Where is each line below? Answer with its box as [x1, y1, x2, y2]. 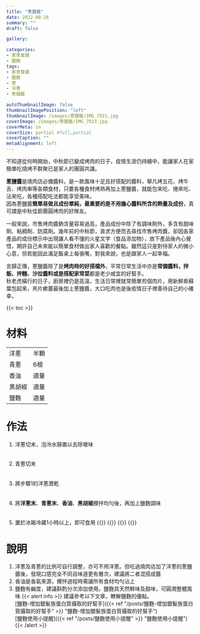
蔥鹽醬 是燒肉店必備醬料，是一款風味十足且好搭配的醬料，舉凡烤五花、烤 [6, 178, 183, 185]
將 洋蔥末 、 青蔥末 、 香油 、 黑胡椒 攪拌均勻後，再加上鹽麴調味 [14, 499, 161, 507]
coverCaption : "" [6, 135, 49, 141]
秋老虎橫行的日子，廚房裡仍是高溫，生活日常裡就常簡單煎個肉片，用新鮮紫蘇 [6, 277, 194, 285]
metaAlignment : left [6, 140, 58, 146]
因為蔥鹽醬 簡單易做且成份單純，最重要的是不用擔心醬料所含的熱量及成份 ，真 [6, 200, 194, 207]
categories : [6, 47, 36, 53]
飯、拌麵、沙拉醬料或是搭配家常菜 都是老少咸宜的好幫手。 [6, 270, 147, 277]
